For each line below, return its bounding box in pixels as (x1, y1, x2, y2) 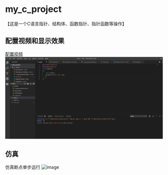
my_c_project (5, 3, 62, 15)
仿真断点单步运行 (5, 164, 40, 170)
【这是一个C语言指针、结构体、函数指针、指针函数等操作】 (5, 20, 127, 26)
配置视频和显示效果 (5, 36, 64, 45)
